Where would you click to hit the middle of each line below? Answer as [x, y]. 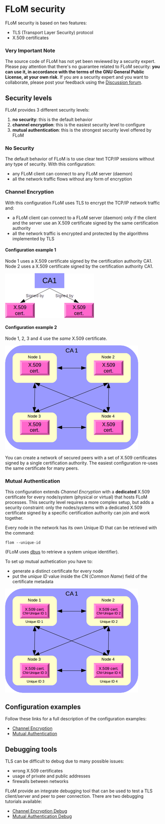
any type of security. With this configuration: [50, 164]
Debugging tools [31, 749]
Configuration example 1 [31, 250]
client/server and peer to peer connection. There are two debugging [74, 796]
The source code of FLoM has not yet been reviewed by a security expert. [80, 61]
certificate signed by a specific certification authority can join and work [78, 513]
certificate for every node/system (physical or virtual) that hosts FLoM [76, 497]
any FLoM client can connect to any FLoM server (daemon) [72, 174]
